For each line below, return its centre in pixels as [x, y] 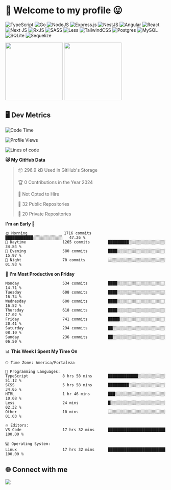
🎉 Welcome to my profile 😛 [64, 10]
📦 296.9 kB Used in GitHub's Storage [58, 170]
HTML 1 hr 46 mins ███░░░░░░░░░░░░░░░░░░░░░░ [86, 394]
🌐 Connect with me [36, 470]
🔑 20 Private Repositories [44, 214]
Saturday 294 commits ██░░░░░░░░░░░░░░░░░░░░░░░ [86, 328]
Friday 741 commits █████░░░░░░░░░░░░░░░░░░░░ [86, 319]
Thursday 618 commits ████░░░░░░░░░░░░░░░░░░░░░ [86, 310]
